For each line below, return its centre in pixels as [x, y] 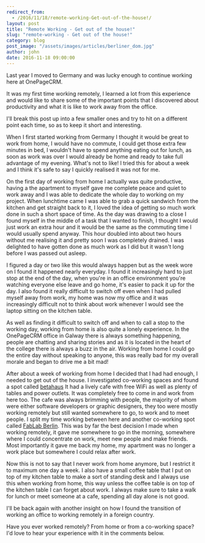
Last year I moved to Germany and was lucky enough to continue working [99, 75]
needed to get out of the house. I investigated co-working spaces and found [102, 380]
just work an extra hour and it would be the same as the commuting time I [99, 227]
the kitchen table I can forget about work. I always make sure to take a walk [102, 490]
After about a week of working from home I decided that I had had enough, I [102, 373]
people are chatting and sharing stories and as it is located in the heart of [99, 342]
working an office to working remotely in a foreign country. [80, 514]
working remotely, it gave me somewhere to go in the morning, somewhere [101, 432]
